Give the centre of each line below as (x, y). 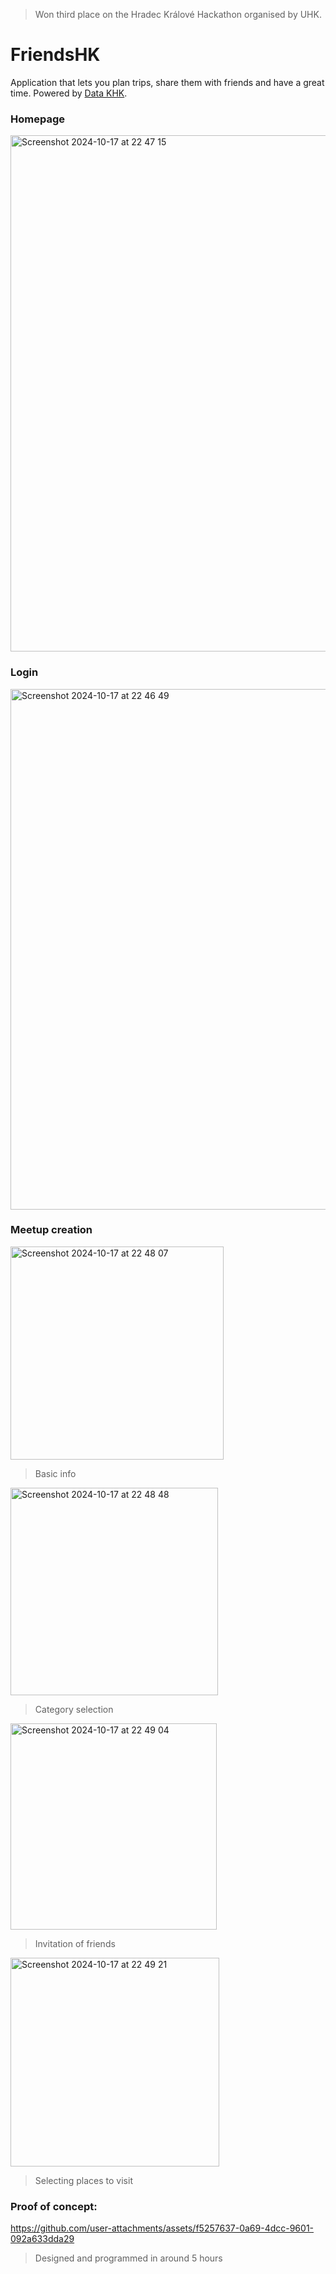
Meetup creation (51, 1230)
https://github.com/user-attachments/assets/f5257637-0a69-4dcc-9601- (162, 2228)
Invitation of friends (75, 1943)
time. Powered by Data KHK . (69, 93)
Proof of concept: (54, 2206)
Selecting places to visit (83, 2180)
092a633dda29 (42, 2239)
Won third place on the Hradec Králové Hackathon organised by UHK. (178, 14)
